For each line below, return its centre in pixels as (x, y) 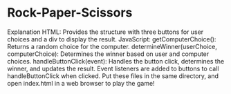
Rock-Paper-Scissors (70, 13)
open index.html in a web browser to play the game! (81, 83)
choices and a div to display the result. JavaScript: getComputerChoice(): (112, 39)
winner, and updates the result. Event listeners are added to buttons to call (113, 68)
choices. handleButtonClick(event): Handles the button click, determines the (116, 61)
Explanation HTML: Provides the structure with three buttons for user (105, 32)
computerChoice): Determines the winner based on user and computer (108, 54)
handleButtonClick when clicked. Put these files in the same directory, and (113, 76)
